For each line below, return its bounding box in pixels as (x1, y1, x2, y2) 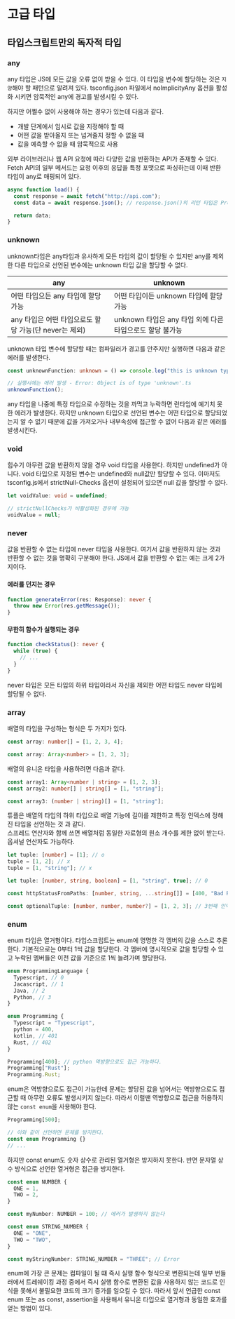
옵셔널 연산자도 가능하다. (7, 838, 75, 846)
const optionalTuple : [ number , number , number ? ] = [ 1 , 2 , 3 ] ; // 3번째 (7, 902, 218, 909)
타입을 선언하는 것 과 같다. (14, 820, 86, 829)
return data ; (13, 212, 52, 219)
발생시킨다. (7, 426, 38, 435)
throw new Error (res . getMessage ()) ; (13, 603, 120, 610)
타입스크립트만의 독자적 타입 (7, 36, 122, 48)
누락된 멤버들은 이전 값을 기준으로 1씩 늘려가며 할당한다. (14, 953, 166, 962)
